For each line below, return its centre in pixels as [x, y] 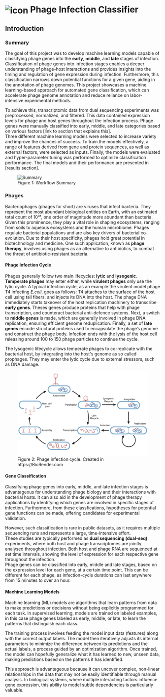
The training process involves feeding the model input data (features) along [82, 633]
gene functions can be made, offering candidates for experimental [72, 513]
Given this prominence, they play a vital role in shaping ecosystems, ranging [82, 222]
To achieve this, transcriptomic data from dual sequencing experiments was [82, 110]
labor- [136, 95]
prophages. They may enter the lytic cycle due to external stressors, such [80, 359]
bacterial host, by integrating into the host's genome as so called [71, 354]
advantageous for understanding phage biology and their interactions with [81, 492]
